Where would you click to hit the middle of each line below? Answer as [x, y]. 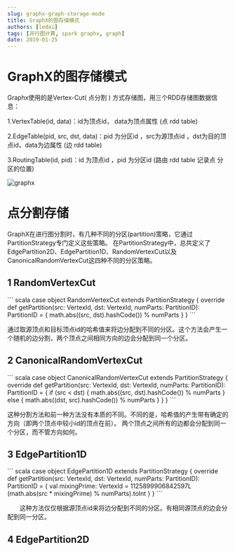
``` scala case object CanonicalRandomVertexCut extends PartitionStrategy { [117, 377]
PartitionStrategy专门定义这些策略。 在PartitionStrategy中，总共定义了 [109, 243]
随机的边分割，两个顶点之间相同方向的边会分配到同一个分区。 [102, 338]
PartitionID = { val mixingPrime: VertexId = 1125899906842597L [99, 486]
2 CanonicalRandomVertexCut [75, 361]
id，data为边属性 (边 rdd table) [58, 145]
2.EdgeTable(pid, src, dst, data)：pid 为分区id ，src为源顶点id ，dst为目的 [114, 136]
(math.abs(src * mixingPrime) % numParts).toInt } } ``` [85, 494]
